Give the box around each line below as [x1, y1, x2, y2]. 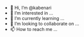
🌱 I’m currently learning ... [10, 15, 65, 21]
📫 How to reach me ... [10, 26, 58, 32]
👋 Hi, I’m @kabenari [10, 5, 52, 10]
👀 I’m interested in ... [10, 10, 53, 16]
